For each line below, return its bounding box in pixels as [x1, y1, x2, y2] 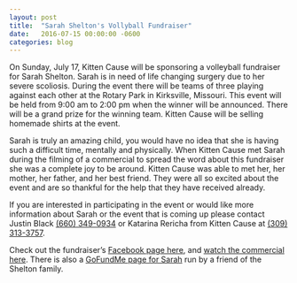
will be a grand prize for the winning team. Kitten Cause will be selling [9, 109, 264, 119]
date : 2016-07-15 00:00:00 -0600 [9, 29, 141, 38]
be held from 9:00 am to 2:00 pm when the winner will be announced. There [9, 99, 288, 111]
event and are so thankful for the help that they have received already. [9, 182, 266, 193]
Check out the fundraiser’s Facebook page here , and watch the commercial [9, 245, 285, 256]
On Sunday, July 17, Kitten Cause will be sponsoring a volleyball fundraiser [9, 62, 281, 73]
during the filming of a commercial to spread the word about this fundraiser [9, 154, 285, 164]
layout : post [9, 12, 58, 22]
